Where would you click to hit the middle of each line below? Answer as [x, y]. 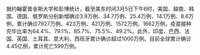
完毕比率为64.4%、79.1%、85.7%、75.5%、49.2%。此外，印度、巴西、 [95, 31]
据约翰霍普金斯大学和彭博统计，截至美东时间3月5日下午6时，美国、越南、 [98, 9]
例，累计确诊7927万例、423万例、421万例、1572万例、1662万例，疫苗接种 [99, 24]
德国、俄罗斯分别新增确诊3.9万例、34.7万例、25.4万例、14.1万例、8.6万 [105, 16]
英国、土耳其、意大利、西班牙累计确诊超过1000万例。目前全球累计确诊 [104, 39]
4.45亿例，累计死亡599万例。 [43, 46]
